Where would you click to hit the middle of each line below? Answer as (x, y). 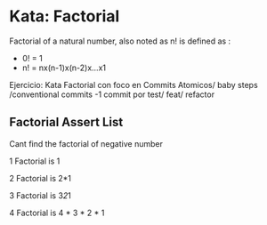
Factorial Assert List (66, 122)
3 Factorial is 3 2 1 (40, 195)
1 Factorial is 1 (35, 161)
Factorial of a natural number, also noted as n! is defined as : (120, 41)
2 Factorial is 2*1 (40, 178)
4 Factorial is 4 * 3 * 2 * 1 (57, 213)
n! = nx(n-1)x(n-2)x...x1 (64, 68)
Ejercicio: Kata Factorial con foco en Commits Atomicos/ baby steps (133, 84)
